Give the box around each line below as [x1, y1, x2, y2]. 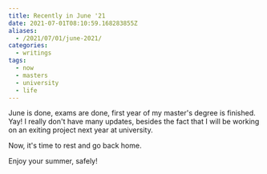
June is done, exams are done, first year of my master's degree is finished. [8, 108, 257, 118]
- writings [15, 49, 52, 57]
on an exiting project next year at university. [8, 125, 154, 135]
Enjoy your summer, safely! [8, 156, 98, 166]
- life [15, 86, 38, 95]
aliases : [8, 26, 38, 34]
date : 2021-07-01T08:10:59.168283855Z [8, 19, 138, 27]
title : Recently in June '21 [8, 11, 106, 20]
